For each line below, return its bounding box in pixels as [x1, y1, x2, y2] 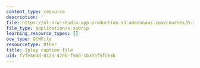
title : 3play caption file [6, 47, 73, 53]
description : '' [6, 14, 46, 20]
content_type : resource [6, 8, 65, 15]
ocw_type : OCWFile [6, 36, 52, 42]
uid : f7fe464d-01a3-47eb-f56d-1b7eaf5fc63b [6, 53, 116, 59]
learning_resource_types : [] [6, 31, 79, 37]
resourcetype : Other [6, 42, 58, 48]
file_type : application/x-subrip [6, 25, 89, 31]
